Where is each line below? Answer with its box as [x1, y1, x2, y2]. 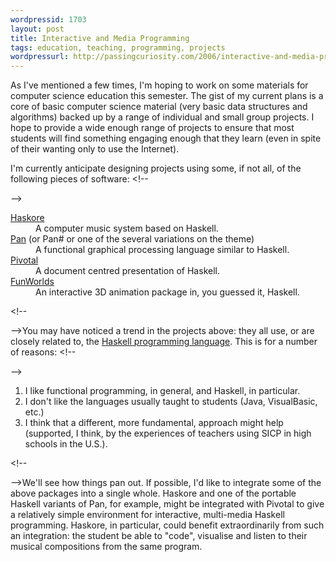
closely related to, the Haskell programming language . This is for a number [10, 336, 318, 348]
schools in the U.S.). [24, 438, 108, 450]
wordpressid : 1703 [10, 14, 87, 25]
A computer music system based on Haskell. [35, 222, 219, 235]
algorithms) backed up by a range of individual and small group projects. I [10, 111, 315, 123]
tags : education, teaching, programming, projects [10, 42, 226, 53]
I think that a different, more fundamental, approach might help [24, 417, 284, 429]
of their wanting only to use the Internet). [10, 143, 180, 155]
